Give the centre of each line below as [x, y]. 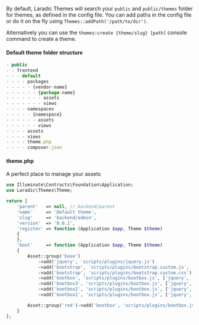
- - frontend [22, 70]
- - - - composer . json [34, 147]
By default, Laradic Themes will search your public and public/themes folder [99, 9]
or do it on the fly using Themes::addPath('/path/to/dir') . [77, 21]
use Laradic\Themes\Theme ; [39, 191]
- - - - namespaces [30, 109]
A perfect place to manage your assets [54, 174]
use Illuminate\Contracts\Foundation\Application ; [70, 185]
